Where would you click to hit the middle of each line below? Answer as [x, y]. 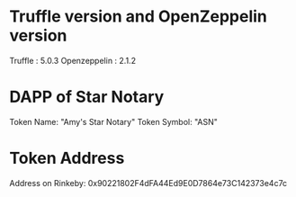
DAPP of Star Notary [87, 97]
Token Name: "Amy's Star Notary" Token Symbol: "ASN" [114, 121]
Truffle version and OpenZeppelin [138, 17]
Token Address [67, 158]
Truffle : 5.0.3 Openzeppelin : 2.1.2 [73, 60]
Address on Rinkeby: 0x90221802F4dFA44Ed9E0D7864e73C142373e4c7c [148, 183]
